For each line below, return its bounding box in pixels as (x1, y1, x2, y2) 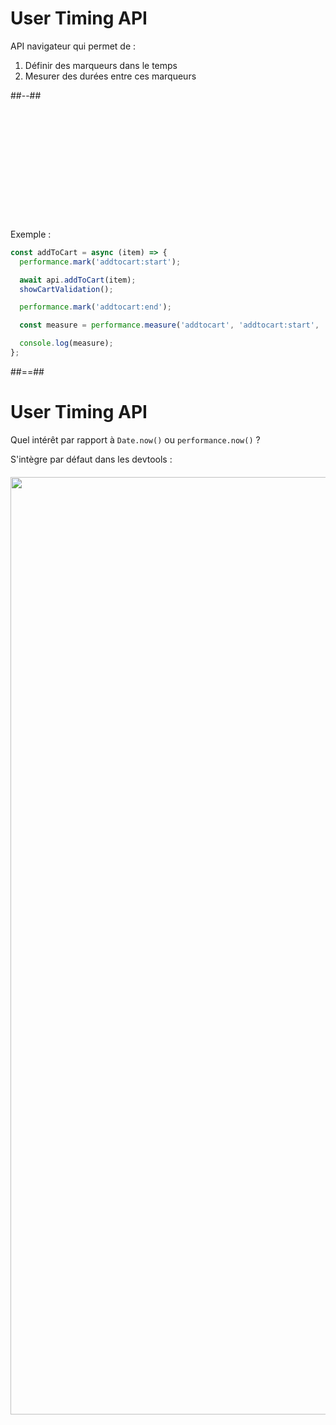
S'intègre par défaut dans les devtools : (10, 453, 173, 465)
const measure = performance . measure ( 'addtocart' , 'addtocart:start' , (19, 320, 320, 331)
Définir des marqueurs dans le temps (24, 59, 178, 71)
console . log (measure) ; (19, 338, 114, 349)
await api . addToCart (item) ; (19, 275, 137, 285)
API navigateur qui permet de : (10, 40, 137, 52)
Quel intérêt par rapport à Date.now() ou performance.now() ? (10, 433, 261, 446)
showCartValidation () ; (19, 284, 114, 294)
